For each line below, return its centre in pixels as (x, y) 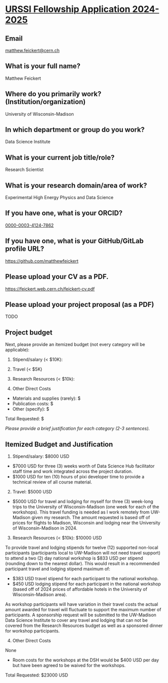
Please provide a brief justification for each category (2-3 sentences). (77, 429)
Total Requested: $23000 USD (37, 675)
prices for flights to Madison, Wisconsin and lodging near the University (86, 523)
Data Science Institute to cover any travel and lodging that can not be (76, 620)
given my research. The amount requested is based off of (91, 517)
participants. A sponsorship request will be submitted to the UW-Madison (81, 615)
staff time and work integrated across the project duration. (72, 471)
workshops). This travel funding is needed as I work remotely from (81, 512)
